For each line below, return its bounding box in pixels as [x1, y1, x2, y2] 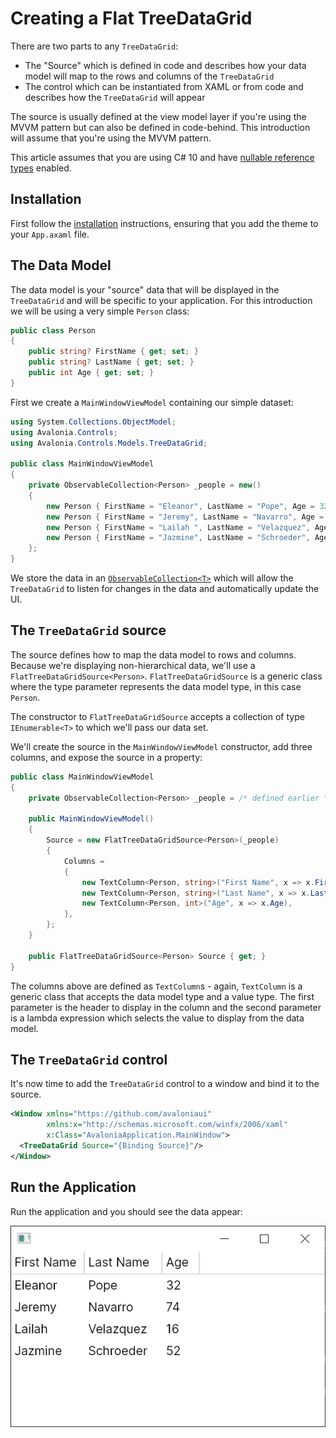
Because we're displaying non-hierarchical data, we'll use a [10, 659, 256, 671]
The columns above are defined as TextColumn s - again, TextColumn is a [10, 980, 303, 992]
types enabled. [10, 162, 72, 174]
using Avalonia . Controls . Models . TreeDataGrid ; [10, 438, 208, 448]
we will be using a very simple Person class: [10, 305, 190, 317]
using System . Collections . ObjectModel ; [10, 417, 177, 427]
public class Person [10, 325, 97, 336]
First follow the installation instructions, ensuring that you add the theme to [10, 217, 319, 229]
